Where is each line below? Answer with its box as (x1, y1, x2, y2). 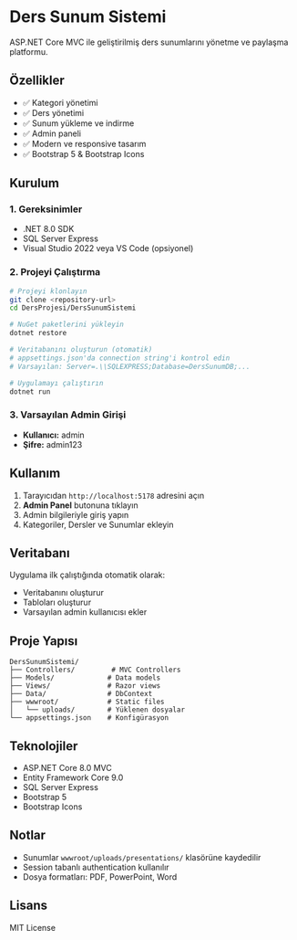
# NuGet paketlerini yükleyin (9, 320, 125, 330)
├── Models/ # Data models (9, 673, 161, 682)
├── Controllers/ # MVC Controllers (9, 665, 181, 675)
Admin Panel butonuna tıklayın (22, 500, 138, 511)
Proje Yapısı (9, 633, 78, 649)
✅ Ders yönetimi (22, 107, 85, 118)
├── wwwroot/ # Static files (9, 697, 166, 707)
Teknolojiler (9, 738, 78, 754)
